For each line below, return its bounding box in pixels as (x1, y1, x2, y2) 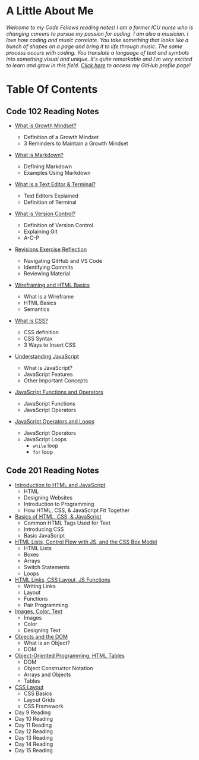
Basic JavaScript (23, 532, 65, 539)
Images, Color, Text (14, 608, 62, 615)
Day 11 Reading (14, 721, 52, 728)
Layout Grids (23, 696, 55, 703)
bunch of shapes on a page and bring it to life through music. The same (6, 43, 183, 50)
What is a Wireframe (23, 293, 74, 300)
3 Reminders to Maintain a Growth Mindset (23, 140, 129, 147)
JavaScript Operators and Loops (14, 417, 95, 425)
